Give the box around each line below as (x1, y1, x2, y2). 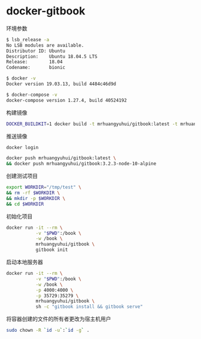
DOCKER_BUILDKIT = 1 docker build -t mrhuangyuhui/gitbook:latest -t (6, 121, 178, 127)
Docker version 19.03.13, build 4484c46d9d (6, 81, 117, 87)
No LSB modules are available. (6, 42, 84, 49)
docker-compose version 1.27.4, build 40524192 (6, 97, 127, 103)
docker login (6, 144, 39, 150)
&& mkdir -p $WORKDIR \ (6, 195, 66, 201)
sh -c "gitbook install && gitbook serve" (35, 304, 144, 310)
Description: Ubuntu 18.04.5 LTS (6, 53, 98, 59)
